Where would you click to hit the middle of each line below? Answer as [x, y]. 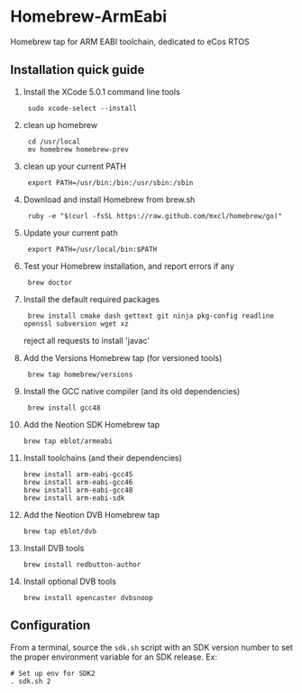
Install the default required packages [92, 299]
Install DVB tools [54, 548]
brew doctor [50, 282]
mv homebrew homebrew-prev [78, 149]
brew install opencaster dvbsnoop [88, 597]
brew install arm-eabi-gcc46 [78, 482]
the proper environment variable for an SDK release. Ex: [114, 657]
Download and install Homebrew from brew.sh [109, 199]
